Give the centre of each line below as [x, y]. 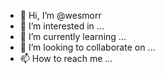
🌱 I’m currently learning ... [73, 36]
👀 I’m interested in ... [62, 26]
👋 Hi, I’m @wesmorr [60, 15]
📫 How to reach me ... [66, 58]
